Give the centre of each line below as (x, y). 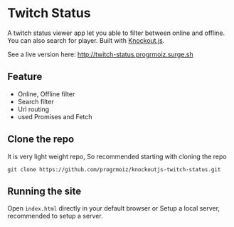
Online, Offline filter (46, 94)
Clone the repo (41, 140)
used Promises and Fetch (55, 116)
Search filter (36, 101)
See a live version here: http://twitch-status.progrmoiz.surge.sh (100, 54)
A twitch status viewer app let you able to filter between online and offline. (116, 33)
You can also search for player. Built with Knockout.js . (86, 40)
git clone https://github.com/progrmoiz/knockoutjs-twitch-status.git (114, 169)
